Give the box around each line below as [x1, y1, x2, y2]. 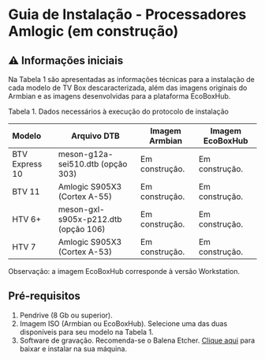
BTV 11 [12, 186, 40, 197]
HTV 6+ [12, 214, 42, 224]
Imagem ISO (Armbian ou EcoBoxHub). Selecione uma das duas [19, 318, 228, 328]
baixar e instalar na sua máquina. [19, 343, 128, 353]
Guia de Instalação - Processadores [8, 6, 247, 24]
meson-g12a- [58, 148, 114, 159]
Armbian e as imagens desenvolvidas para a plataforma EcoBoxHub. [8, 92, 231, 100]
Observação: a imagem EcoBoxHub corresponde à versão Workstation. [8, 267, 241, 276]
